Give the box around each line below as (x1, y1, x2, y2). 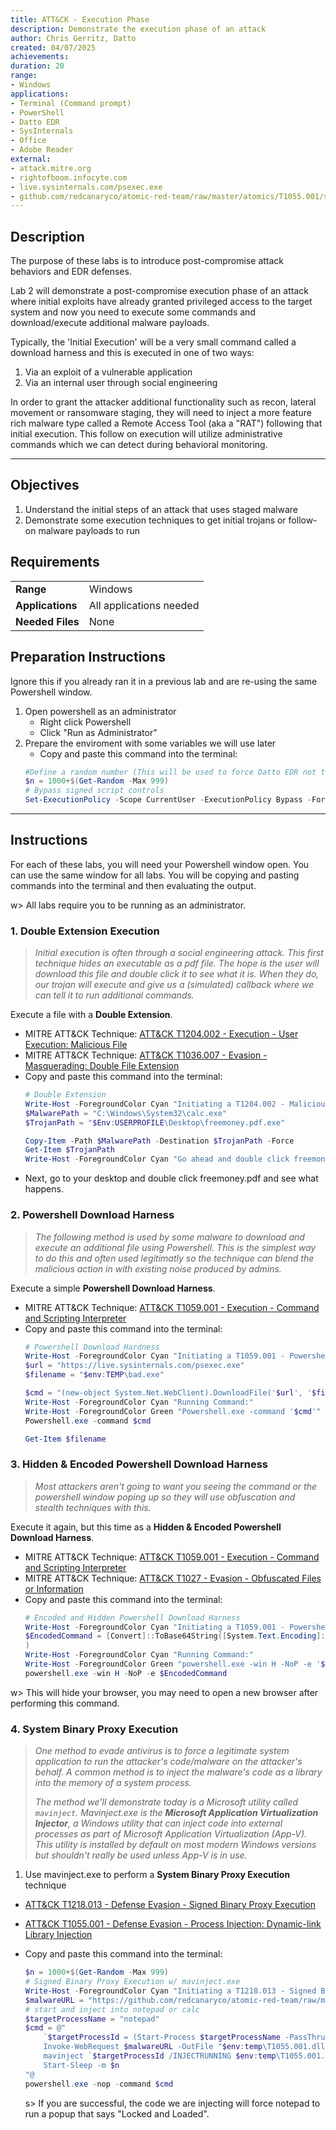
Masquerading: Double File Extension (24, 1060, 180, 1072)
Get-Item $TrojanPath (24, 1145, 115, 1155)
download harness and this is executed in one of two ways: (10, 347, 255, 359)
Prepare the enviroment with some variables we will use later (24, 737, 277, 749)
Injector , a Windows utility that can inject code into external (34, 1817, 283, 1830)
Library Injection (24, 1929, 93, 1941)
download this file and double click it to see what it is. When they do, (34, 968, 320, 980)
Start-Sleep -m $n (43, 2060, 120, 2070)
